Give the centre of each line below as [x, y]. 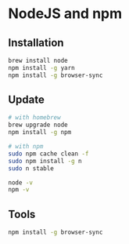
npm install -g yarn [42, 67]
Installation [36, 43]
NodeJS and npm [65, 14]
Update [27, 100]
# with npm [26, 147]
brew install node [38, 60]
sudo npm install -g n [45, 161]
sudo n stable [31, 168]
